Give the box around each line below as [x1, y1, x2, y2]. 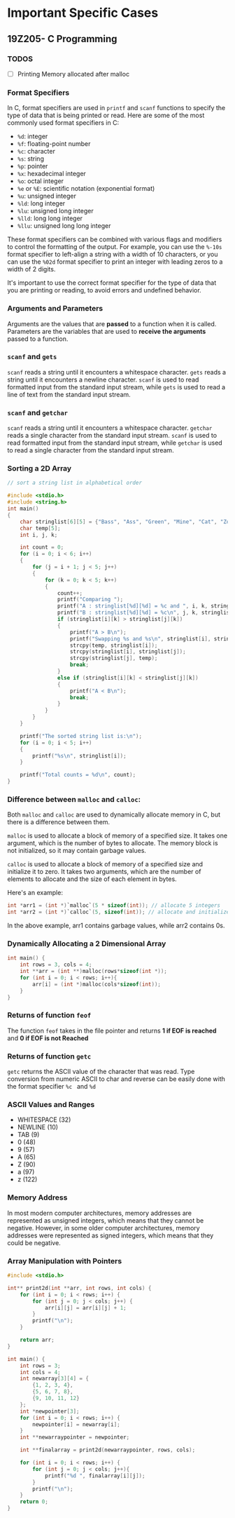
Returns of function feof [7, 1010, 92, 1020]
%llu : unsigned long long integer [17, 222, 111, 230]
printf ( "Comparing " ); [57, 596, 124, 603]
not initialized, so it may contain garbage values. [7, 847, 147, 855]
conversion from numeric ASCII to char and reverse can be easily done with [7, 1075, 226, 1083]
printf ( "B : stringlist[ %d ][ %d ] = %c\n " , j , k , [57, 609, 199, 617]
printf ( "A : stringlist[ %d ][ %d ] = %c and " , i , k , [57, 603, 208, 610]
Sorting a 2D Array [7, 464, 72, 473]
